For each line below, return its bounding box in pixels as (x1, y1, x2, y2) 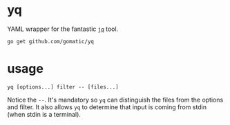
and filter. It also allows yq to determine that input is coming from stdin (7, 102, 207, 111)
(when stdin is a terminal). (7, 110, 82, 118)
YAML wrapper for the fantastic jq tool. (7, 25, 119, 33)
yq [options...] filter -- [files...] (7, 83, 119, 91)
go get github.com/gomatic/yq (7, 38, 95, 45)
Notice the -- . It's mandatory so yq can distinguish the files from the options (7, 95, 224, 104)
